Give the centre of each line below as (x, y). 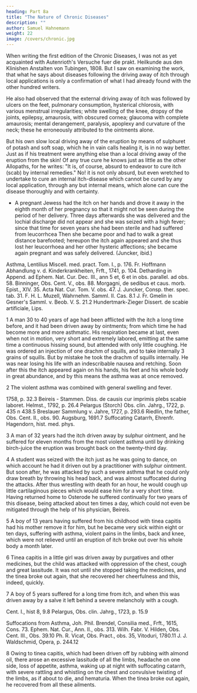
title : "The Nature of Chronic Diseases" (58, 17)
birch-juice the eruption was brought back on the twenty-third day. (87, 448)
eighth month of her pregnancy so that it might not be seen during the (99, 209)
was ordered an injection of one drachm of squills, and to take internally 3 (95, 351)
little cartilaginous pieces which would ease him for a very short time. (90, 491)
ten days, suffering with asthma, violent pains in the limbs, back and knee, (96, 533)
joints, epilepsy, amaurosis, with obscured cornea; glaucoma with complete (98, 117)
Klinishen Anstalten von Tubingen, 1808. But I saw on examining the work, (96, 68)
